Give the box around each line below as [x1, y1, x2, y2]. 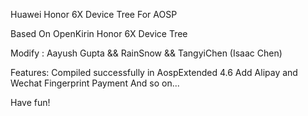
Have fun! [10, 97, 51, 108]
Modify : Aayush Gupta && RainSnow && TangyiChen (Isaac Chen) [10, 47, 283, 59]
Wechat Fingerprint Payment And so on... [10, 77, 180, 89]
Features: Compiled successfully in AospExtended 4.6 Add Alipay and [10, 67, 298, 78]
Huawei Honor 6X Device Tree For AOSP [10, 9, 178, 20]
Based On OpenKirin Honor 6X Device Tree [10, 28, 188, 39]
